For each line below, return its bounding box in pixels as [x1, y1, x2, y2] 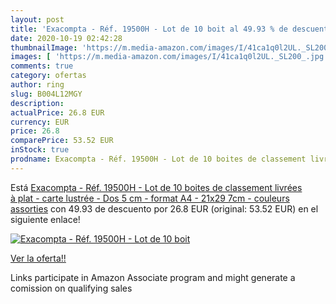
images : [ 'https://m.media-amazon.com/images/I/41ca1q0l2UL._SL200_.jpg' [10, 52, 329, 62]
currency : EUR [10, 117, 70, 127]
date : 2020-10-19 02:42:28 [10, 33, 123, 43]
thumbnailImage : [10, 42, 78, 53]
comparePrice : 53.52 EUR [10, 136, 114, 146]
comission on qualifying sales [10, 282, 133, 294]
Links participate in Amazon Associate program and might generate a [10, 271, 296, 283]
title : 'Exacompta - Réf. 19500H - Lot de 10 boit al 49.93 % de [10, 24, 288, 34]
